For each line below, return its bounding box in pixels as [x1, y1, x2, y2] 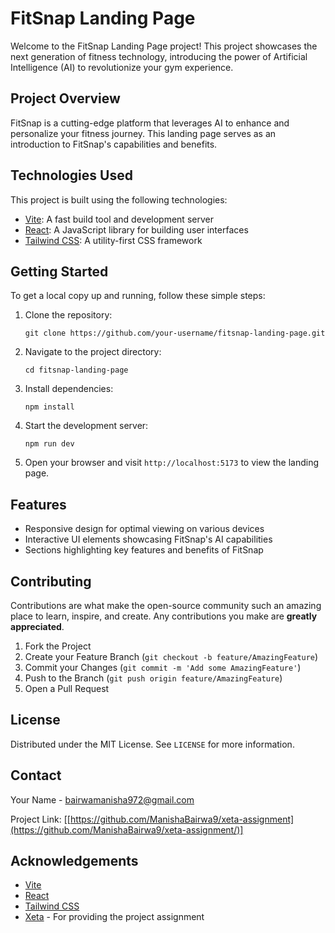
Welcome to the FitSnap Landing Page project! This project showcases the [10, 40, 318, 52]
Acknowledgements [10, 853, 139, 870]
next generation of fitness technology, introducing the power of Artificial [10, 50, 308, 62]
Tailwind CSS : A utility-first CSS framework [24, 234, 203, 246]
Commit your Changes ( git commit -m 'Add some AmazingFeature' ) [24, 662, 302, 673]
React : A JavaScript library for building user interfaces [24, 223, 249, 236]
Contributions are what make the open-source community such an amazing [10, 600, 322, 611]
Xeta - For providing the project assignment [24, 911, 205, 923]
